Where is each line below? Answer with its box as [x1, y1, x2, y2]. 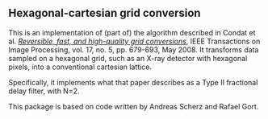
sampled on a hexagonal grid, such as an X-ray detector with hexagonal [8, 53, 248, 63]
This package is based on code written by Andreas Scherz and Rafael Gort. [8, 101, 259, 111]
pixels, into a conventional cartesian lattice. [8, 62, 152, 72]
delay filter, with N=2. [8, 86, 80, 96]
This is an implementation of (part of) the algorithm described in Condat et [8, 27, 256, 37]
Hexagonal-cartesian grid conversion [8, 6, 201, 20]
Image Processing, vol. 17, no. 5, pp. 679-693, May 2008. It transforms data [8, 44, 259, 55]
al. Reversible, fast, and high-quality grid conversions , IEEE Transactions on [8, 36, 261, 46]
